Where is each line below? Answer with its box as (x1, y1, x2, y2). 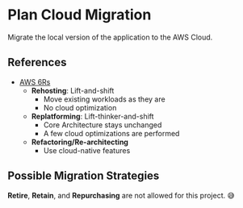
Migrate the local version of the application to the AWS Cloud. (7, 32, 213, 42)
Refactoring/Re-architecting (31, 137, 128, 147)
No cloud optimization (43, 102, 117, 112)
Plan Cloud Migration (7, 6, 152, 24)
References (7, 56, 67, 69)
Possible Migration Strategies (7, 169, 160, 183)
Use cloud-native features (43, 145, 131, 155)
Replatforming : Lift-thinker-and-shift (31, 111, 154, 121)
